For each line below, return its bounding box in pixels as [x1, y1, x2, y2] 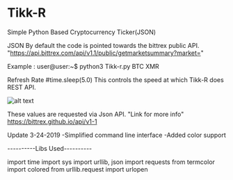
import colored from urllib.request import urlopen [7, 165, 148, 173]
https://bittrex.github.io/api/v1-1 [7, 117, 97, 126]
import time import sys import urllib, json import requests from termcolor [7, 158, 216, 166]
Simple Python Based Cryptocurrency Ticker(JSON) [7, 28, 156, 36]
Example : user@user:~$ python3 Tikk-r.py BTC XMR [7, 62, 160, 70]
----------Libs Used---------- [7, 144, 93, 152]
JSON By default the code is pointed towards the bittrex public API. [7, 41, 200, 49]
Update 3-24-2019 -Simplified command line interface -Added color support [7, 131, 226, 139]
